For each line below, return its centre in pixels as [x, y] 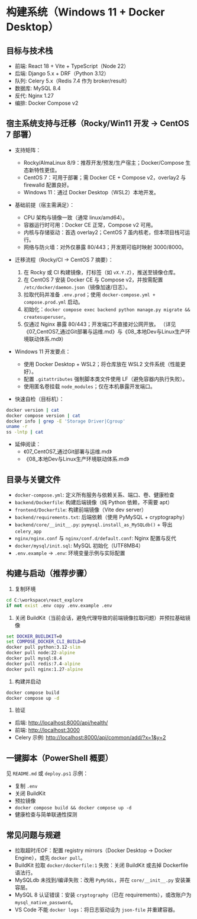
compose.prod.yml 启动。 [54, 302]
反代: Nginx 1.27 [34, 96]
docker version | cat [33, 410]
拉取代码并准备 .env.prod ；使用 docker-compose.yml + [89, 294]
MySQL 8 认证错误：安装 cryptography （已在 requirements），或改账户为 [103, 895]
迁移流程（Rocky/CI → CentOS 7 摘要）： [64, 260]
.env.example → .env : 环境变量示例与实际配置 [70, 553]
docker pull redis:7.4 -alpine [43, 664]
